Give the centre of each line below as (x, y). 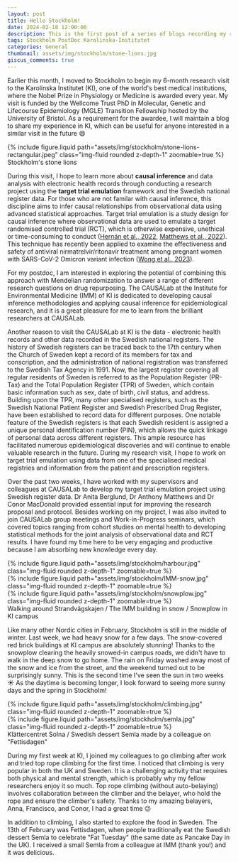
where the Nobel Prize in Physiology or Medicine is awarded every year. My (118, 95)
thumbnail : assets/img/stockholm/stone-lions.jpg (82, 54)
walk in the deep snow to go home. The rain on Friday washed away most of (119, 660)
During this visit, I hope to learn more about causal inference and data (110, 176)
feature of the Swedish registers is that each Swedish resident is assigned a (118, 422)
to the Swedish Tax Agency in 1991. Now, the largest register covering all (113, 370)
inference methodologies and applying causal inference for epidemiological (118, 303)
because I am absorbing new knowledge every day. (83, 549)
